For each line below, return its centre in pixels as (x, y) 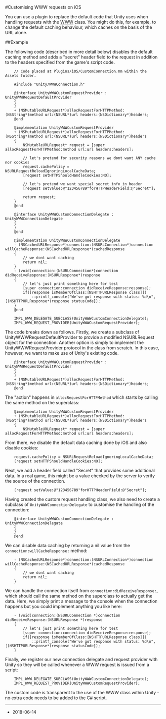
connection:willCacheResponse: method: (46, 551)
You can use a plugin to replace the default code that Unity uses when (77, 17)
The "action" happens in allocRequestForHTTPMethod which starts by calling (82, 397)
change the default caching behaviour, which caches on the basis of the (79, 27)
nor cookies (17, 163)
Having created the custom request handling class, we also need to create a (83, 499)
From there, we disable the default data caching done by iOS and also (76, 442)
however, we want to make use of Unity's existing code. (62, 353)
